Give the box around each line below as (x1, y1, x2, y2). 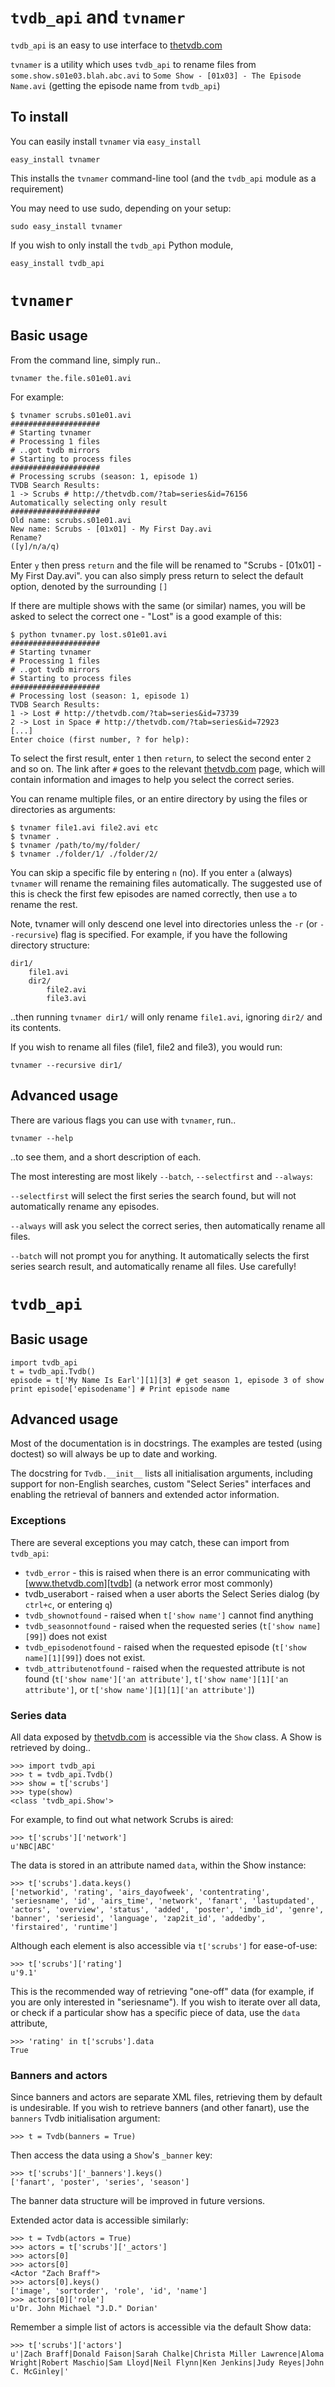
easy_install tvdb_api (10, 258, 105, 268)
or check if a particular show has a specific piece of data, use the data (10, 2006, 301, 2018)
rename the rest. (10, 898, 78, 910)
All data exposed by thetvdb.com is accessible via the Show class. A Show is (10, 1731, 322, 1743)
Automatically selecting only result (10, 497, 168, 508)
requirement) (10, 182, 65, 195)
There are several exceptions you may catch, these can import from (10, 1536, 290, 1548)
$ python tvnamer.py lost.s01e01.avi (10, 629, 168, 640)
